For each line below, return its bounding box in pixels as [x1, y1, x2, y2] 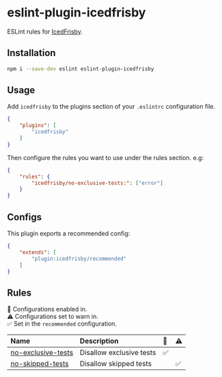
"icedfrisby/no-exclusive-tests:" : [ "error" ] [31, 179, 164, 186]
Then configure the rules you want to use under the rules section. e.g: [7, 153, 204, 161]
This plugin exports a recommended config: [7, 229, 130, 237]
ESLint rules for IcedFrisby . [7, 27, 83, 36]
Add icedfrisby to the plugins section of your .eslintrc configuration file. [7, 103, 216, 111]
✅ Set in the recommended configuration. [7, 320, 117, 328]
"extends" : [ [19, 248, 57, 256]
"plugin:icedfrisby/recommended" [31, 255, 127, 262]
